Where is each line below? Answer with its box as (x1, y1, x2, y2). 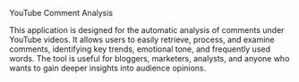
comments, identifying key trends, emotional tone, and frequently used (9, 44, 271, 54)
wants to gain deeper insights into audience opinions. (9, 62, 207, 73)
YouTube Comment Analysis (9, 8, 114, 18)
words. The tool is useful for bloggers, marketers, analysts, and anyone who (9, 53, 290, 63)
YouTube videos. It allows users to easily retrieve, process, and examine (9, 35, 275, 45)
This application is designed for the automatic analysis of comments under (9, 25, 285, 35)
